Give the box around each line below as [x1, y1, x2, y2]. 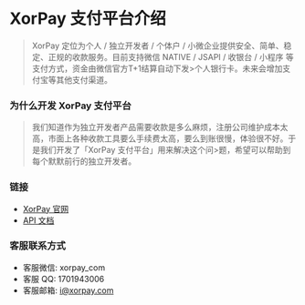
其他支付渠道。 [56, 74, 112, 85]
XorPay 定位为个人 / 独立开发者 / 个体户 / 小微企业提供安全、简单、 [31, 40, 284, 51]
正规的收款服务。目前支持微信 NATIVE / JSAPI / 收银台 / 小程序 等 [47, 51, 294, 62]
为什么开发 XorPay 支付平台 [9, 99, 132, 112]
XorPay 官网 [22, 203, 69, 214]
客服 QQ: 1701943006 [22, 273, 105, 284]
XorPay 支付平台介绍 [9, 8, 166, 29]
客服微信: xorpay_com [22, 261, 106, 273]
